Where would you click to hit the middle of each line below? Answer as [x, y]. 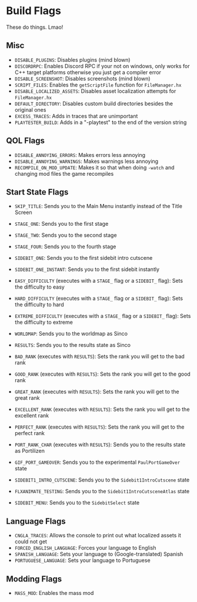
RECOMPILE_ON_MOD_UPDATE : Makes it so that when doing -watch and [94, 167]
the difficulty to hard [39, 305]
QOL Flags [26, 141]
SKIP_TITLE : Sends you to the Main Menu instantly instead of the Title [98, 206]
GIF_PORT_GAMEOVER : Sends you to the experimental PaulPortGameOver [97, 462]
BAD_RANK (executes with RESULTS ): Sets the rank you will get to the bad [100, 356]
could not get [31, 541]
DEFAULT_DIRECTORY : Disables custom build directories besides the [94, 103]
